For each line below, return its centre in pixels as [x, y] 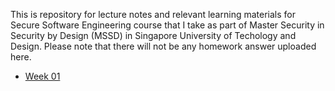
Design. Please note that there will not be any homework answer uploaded [163, 46]
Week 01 [42, 76]
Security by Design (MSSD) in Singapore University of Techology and [153, 35]
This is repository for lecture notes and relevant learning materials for [153, 14]
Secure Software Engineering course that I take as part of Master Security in [167, 25]
